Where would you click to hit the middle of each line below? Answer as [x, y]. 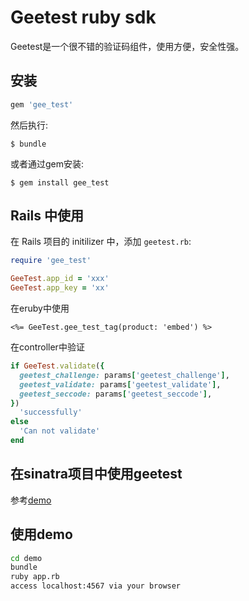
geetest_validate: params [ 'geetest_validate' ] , [120, 384]
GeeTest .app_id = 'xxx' [60, 279]
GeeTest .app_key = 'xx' [60, 288]
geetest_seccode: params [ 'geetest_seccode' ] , [116, 394]
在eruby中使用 [40, 308]
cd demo [26, 558]
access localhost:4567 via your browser [96, 586]
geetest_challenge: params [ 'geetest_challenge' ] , [124, 375]
